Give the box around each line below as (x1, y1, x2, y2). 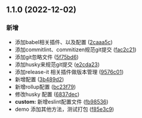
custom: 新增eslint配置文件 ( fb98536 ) (14, 98, 109, 105)
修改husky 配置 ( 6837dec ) (14, 91, 80, 98)
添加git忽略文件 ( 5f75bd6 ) (14, 53, 79, 60)
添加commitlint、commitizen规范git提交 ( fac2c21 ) (14, 46, 137, 53)
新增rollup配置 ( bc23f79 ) (14, 83, 76, 90)
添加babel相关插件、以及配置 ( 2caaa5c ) (14, 38, 113, 45)
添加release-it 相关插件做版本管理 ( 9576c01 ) (14, 68, 124, 75)
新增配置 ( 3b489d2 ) (14, 76, 64, 83)
